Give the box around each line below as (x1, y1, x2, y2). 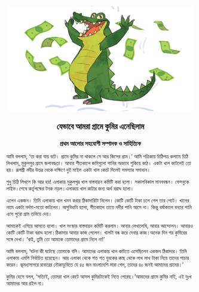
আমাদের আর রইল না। (6, 280, 45, 287)
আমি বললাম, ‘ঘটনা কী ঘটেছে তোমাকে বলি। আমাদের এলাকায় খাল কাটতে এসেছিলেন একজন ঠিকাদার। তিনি (6, 248, 187, 255)
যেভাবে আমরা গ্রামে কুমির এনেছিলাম (56, 122, 145, 132)
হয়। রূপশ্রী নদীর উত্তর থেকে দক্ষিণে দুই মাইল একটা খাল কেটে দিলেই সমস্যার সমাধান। (6, 167, 151, 174)
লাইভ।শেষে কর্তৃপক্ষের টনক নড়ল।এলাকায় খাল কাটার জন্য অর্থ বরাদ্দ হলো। (6, 185, 134, 192)
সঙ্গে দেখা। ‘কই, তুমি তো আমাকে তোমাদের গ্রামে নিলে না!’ (6, 236, 105, 243)
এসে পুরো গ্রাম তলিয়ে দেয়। (6, 210, 53, 217)
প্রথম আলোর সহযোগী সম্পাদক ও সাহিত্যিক (59, 140, 142, 148)
